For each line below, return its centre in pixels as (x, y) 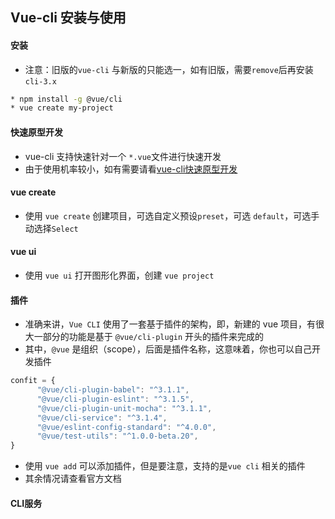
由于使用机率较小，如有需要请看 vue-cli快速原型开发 (131, 169)
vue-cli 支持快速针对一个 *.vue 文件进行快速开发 (123, 156)
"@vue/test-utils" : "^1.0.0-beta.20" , (117, 436)
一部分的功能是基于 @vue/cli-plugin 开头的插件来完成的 (149, 337)
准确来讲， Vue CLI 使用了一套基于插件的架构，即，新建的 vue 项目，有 (170, 324)
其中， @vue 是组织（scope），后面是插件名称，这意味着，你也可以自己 (168, 349)
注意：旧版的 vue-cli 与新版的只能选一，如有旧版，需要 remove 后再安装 (169, 69)
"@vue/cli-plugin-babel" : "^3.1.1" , (113, 390)
